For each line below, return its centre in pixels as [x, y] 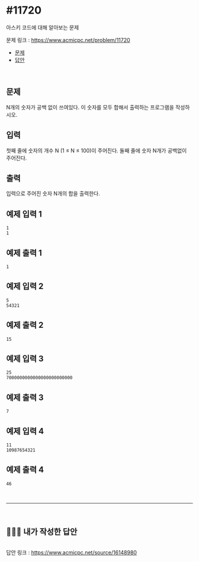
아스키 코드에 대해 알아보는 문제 [43, 27]
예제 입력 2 [25, 287]
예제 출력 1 [24, 253]
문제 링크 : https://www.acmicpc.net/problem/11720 [68, 40]
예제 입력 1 [24, 214]
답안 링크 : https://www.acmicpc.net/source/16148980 [72, 552]
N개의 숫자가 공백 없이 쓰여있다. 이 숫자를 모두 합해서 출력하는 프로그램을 [90, 107]
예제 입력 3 [25, 359]
